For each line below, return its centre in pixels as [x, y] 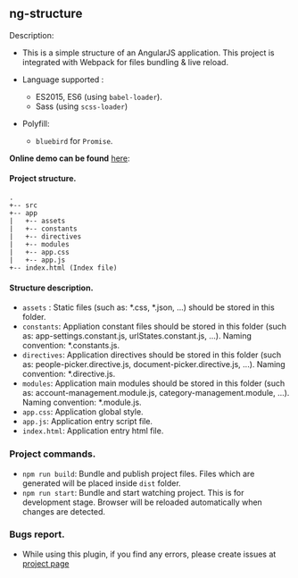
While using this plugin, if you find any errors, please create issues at [149, 554]
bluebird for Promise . [74, 140]
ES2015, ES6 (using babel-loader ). [99, 96]
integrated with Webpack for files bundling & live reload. [125, 62]
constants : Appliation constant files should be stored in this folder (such [154, 327]
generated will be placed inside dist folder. [101, 483]
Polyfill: [36, 123]
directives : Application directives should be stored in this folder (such [152, 355]
